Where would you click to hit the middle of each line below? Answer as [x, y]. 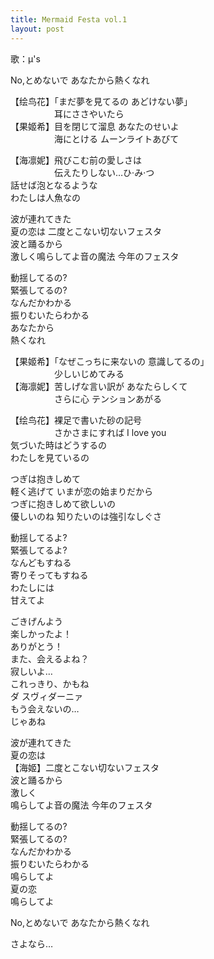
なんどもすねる [41, 562]
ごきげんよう [36, 621]
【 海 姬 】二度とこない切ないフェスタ [85, 767]
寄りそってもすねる [49, 575]
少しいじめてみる [89, 373]
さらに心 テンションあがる [107, 398]
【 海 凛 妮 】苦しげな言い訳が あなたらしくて [99, 386]
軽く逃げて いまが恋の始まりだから [81, 491]
